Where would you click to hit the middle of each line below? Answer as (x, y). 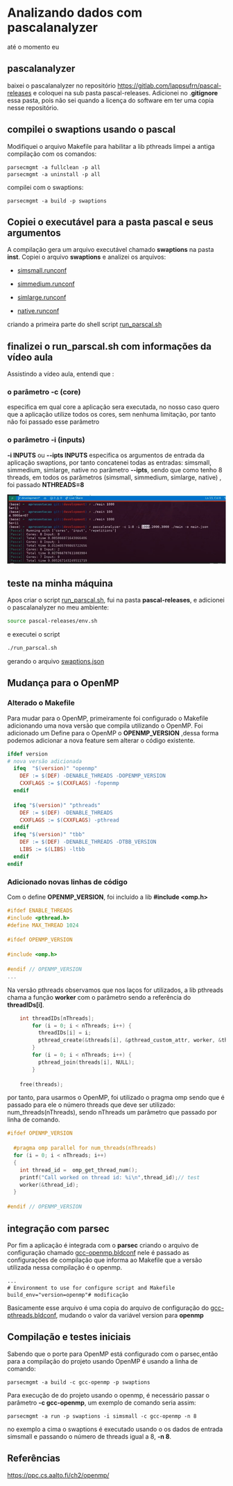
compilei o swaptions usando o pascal (91, 130)
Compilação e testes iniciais (69, 1337)
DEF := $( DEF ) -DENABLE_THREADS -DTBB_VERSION (88, 842)
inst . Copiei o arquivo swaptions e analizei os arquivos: (87, 257)
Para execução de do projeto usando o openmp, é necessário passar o (109, 1395)
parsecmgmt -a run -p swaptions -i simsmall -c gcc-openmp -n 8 (102, 1416)
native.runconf (38, 311)
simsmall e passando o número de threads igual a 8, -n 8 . (89, 1436)
